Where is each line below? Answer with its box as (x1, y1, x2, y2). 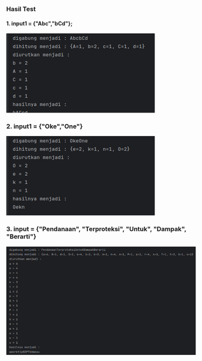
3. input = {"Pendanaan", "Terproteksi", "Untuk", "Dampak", (6, 225, 186, 233)
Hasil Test (6, 5, 36, 13)
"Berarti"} (6, 232, 37, 241)
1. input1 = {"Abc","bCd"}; (6, 20, 73, 27)
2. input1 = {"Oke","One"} (6, 122, 83, 131)
